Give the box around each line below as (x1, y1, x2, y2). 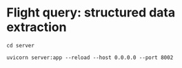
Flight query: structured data (6, 5, 176, 21)
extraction (6, 19, 67, 35)
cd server (6, 42, 35, 49)
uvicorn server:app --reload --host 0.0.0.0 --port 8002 (6, 54, 174, 61)
